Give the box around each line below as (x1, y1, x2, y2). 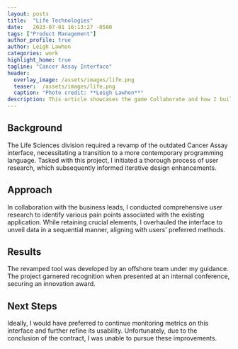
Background (7, 122, 62, 135)
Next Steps (7, 300, 57, 312)
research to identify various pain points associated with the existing (7, 210, 205, 219)
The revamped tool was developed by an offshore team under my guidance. (7, 265, 229, 273)
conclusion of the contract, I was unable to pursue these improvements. (7, 334, 217, 343)
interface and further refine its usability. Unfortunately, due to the (7, 326, 198, 335)
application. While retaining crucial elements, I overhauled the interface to (7, 217, 223, 227)
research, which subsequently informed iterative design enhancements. (7, 164, 217, 172)
